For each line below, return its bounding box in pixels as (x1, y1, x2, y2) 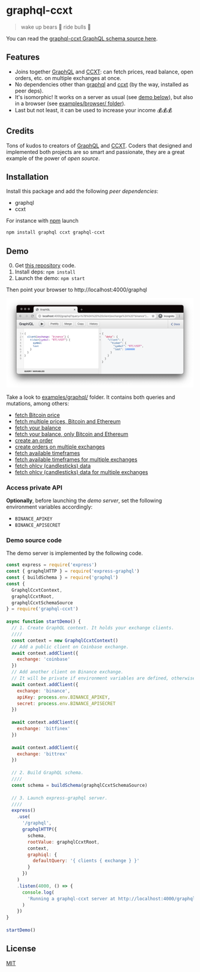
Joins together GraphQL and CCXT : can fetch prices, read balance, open (14, 68, 193, 75)
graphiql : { (27, 851, 58, 857)
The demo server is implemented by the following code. (6, 550, 143, 557)
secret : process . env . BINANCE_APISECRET (17, 700, 116, 706)
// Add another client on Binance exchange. (11, 669, 124, 675)
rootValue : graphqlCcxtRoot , (27, 839, 100, 845)
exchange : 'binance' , (17, 688, 70, 694)
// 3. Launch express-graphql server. (11, 795, 108, 801)
